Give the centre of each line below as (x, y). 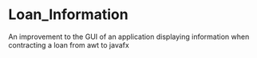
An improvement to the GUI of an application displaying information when (129, 37)
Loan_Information (69, 15)
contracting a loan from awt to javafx (69, 44)
